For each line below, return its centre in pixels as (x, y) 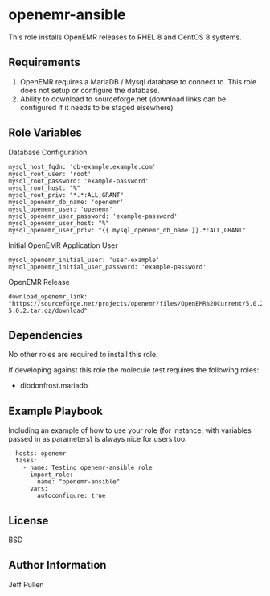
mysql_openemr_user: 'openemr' (61, 209)
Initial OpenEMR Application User (63, 245)
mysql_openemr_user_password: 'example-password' (93, 216)
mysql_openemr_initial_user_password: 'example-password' (107, 267)
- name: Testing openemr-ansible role (88, 468)
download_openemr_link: (48, 296)
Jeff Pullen (26, 584)
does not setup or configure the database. (90, 90)
